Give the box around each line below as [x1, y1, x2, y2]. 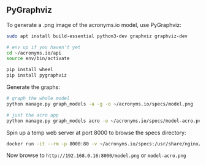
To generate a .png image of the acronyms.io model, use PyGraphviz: [6, 21, 182, 28]
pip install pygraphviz [6, 72, 67, 79]
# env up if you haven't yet [6, 44, 81, 50]
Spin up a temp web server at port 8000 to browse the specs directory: [6, 129, 186, 136]
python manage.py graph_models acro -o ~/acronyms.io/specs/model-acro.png [6, 118, 204, 124]
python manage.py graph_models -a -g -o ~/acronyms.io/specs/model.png [6, 101, 193, 107]
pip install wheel [6, 67, 53, 73]
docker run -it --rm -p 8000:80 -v [6, 140, 97, 147]
